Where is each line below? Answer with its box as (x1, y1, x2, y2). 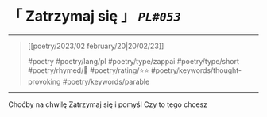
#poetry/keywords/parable (62, 77, 150, 86)
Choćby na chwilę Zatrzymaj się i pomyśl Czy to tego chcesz (8, 100, 208, 109)
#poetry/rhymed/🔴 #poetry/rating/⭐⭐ (27, 65, 149, 75)
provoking (27, 77, 61, 86)
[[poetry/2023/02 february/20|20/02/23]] (27, 41, 164, 51)
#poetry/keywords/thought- (150, 65, 242, 75)
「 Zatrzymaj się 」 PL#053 (8, 7, 181, 25)
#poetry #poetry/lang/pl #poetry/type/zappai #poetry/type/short (27, 56, 240, 66)
